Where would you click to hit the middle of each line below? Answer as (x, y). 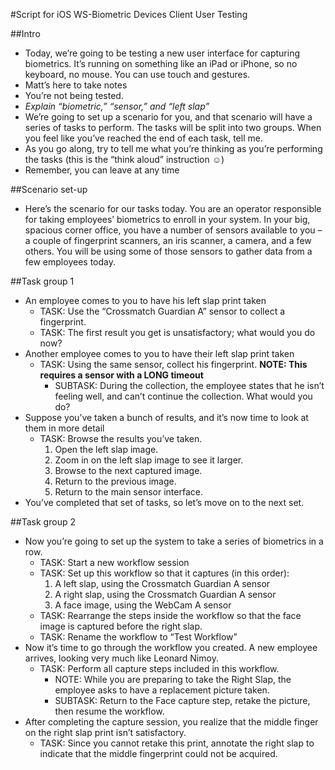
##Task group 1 (42, 281)
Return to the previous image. (115, 481)
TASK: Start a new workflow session (114, 562)
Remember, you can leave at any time (102, 170)
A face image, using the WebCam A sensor (143, 605)
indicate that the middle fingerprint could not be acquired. (158, 753)
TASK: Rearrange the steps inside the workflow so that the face (170, 615)
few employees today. (70, 262)
